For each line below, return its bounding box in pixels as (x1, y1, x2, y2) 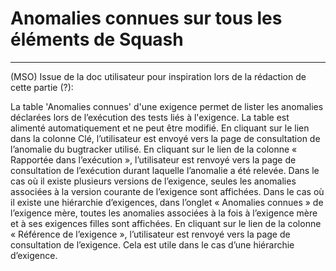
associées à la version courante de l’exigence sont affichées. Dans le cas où (10, 185, 325, 197)
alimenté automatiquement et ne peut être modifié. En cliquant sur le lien (10, 122, 310, 134)
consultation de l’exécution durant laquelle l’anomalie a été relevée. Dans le (10, 164, 320, 176)
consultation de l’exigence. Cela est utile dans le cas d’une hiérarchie (10, 238, 295, 251)
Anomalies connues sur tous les (10, 7, 283, 30)
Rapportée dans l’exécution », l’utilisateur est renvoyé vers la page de (10, 153, 297, 166)
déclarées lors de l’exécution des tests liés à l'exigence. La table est (10, 111, 290, 123)
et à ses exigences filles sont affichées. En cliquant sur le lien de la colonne (10, 217, 322, 229)
